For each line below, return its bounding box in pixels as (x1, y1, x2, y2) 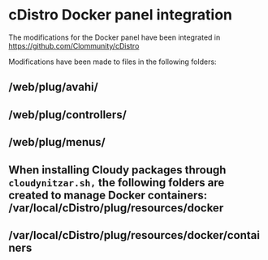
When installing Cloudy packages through (8, 163, 227, 177)
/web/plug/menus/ (8, 135, 106, 149)
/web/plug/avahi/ (8, 80, 99, 94)
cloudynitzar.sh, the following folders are (8, 176, 225, 190)
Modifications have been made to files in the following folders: (8, 57, 217, 66)
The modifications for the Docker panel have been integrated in (8, 32, 221, 42)
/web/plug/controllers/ (8, 108, 128, 121)
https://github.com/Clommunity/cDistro (8, 40, 140, 50)
